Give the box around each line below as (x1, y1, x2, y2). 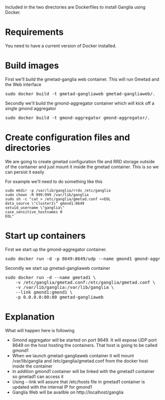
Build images (5, 60, 59, 71)
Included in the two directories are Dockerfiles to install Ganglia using (5, 4, 146, 10)
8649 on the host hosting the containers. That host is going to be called (12, 342, 158, 348)
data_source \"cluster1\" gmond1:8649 (5, 201, 84, 206)
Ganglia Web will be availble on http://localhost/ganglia (12, 389, 124, 395)
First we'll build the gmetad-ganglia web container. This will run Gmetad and (5, 76, 160, 82)
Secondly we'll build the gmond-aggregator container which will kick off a (5, 100, 155, 106)
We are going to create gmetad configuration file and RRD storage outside (5, 158, 155, 164)
